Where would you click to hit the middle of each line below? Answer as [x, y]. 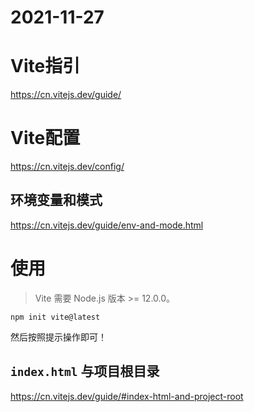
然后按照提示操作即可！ [58, 337]
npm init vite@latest [55, 317]
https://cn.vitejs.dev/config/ [67, 167]
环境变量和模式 [56, 200]
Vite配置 [45, 138]
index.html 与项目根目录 [85, 371]
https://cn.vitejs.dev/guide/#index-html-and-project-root [127, 396]
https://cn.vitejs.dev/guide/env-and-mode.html [107, 225]
